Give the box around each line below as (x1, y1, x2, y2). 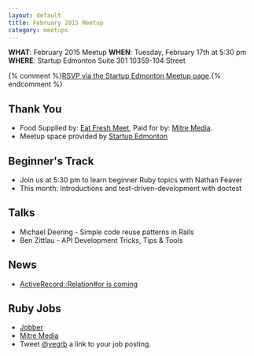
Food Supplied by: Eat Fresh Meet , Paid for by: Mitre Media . (19, 123, 213, 133)
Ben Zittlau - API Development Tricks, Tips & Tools (19, 235, 183, 244)
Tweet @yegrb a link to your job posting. (19, 339, 152, 349)
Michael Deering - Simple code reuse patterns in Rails (19, 227, 195, 237)
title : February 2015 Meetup (8, 19, 104, 27)
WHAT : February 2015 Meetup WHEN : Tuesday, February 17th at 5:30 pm (8, 48, 247, 57)
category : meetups (8, 26, 68, 34)
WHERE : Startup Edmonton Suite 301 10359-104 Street (8, 56, 186, 65)
